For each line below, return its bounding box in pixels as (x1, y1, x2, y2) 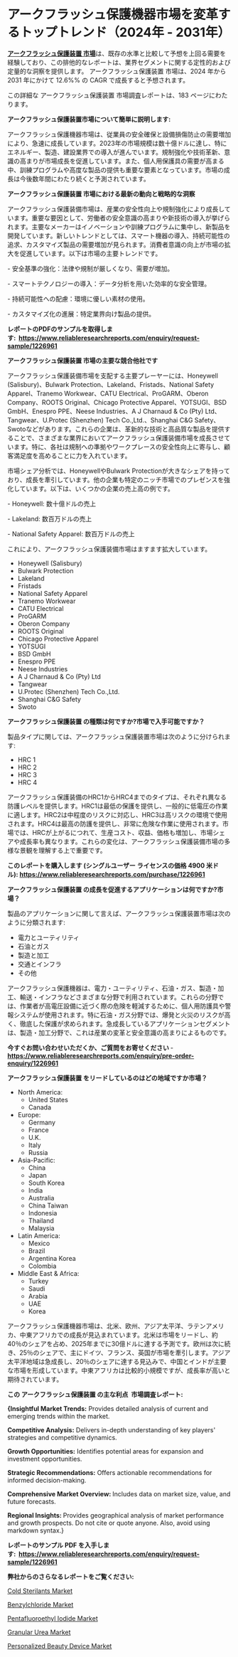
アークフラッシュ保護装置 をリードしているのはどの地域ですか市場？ (7, 1073, 208, 1082)
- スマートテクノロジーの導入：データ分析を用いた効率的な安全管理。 (7, 279, 211, 288)
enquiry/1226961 (7, 1059, 59, 1067)
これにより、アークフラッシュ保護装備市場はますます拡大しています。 (7, 545, 212, 553)
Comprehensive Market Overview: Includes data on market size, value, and (7, 1489, 231, 1498)
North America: (17, 1087, 63, 1096)
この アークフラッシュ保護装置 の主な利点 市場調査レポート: (7, 1390, 183, 1398)
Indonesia (28, 1208, 58, 1217)
